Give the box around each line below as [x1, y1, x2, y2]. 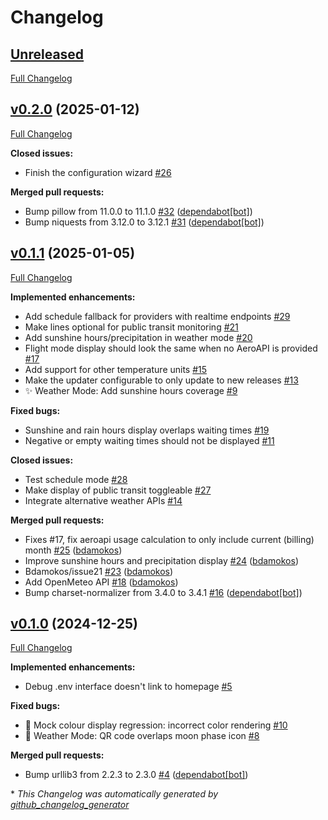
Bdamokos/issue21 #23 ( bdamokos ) [24, 565, 174, 577]
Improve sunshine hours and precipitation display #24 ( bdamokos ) [24, 554, 300, 566]
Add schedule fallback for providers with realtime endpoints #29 [24, 310, 291, 322]
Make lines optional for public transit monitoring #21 [24, 321, 239, 333]
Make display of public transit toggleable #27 [24, 484, 212, 496]
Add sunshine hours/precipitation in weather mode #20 [24, 331, 253, 343]
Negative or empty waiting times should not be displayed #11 [24, 434, 275, 446]
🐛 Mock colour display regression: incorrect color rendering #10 [24, 719, 288, 731]
